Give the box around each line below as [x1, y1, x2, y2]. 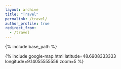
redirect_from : [5, 26, 37, 31]
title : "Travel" [5, 12, 39, 17]
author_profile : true [5, 21, 50, 26]
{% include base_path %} [5, 44, 57, 49]
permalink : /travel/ [5, 16, 48, 21]
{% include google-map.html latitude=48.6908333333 [5, 53, 116, 59]
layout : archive [5, 7, 39, 12]
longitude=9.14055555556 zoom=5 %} [5, 59, 84, 64]
